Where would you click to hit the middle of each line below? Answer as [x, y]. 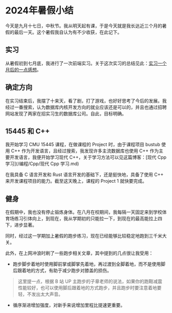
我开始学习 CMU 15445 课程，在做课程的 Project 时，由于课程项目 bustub [83, 145]
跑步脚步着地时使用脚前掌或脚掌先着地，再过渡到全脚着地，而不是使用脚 [89, 264]
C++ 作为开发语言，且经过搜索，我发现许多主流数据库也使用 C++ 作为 [85, 151]
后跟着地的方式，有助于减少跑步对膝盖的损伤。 [62, 270]
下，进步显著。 [21, 225]
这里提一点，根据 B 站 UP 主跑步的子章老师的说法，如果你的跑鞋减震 [90, 281]
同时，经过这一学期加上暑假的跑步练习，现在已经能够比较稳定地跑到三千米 [84, 236]
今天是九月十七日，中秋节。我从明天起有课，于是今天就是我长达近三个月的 [84, 26]
